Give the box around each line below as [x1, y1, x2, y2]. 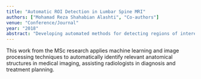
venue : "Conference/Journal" [6, 20, 79, 26]
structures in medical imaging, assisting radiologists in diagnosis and [6, 60, 176, 67]
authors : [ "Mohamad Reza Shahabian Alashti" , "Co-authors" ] [6, 14, 160, 20]
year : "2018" [6, 25, 39, 31]
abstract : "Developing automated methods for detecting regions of [6, 31, 178, 37]
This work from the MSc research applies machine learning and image [6, 47, 179, 54]
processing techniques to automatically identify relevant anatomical [6, 53, 173, 61]
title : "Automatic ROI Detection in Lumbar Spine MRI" [6, 8, 146, 15]
